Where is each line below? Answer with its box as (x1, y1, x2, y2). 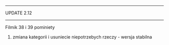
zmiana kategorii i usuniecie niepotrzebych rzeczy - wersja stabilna (12, 34, 152, 40)
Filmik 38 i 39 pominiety (5, 24, 55, 30)
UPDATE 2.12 (5, 10, 32, 15)
